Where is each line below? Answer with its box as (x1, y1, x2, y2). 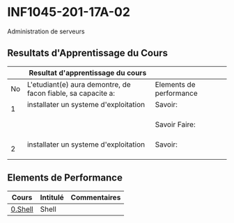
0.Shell (10, 204, 33, 214)
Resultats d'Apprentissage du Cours (7, 47, 169, 59)
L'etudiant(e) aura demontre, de (26, 79, 131, 89)
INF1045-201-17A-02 (7, 4, 131, 20)
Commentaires (70, 192, 121, 202)
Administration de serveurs (7, 27, 85, 35)
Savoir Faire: (155, 119, 196, 129)
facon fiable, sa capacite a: (26, 88, 116, 98)
